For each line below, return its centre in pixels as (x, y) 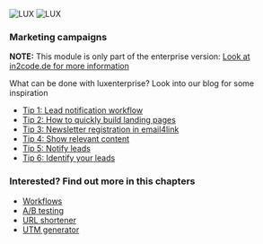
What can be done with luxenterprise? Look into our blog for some (131, 83)
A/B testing (43, 210)
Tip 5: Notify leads (57, 149)
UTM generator (51, 230)
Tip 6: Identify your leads (69, 158)
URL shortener (49, 220)
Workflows (42, 201)
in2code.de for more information (70, 66)
